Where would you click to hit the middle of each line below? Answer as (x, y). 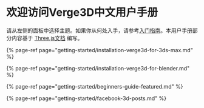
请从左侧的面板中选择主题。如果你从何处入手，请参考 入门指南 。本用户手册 (99, 30)
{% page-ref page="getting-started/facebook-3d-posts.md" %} (87, 98)
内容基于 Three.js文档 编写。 (47, 38)
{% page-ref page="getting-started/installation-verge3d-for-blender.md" (98, 68)
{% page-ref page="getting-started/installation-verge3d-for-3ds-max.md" (100, 50)
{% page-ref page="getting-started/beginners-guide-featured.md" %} (95, 86)
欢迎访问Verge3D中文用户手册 (82, 12)
